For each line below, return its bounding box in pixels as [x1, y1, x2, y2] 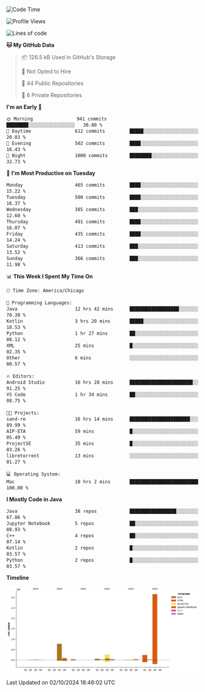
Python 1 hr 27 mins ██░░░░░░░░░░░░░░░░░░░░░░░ [6, 330, 199, 337]
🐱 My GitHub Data [6, 42, 55, 48]
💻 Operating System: [6, 471, 61, 477]
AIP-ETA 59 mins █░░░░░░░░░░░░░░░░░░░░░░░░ [6, 428, 199, 434]
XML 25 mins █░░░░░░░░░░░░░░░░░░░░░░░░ [6, 343, 199, 349]
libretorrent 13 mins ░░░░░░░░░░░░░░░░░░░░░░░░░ [6, 453, 199, 459]
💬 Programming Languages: [6, 300, 72, 306]
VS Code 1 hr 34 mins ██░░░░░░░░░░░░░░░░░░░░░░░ [6, 392, 199, 398]
